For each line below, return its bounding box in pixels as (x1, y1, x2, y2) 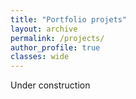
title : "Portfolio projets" (10, 14, 128, 25)
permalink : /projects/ (10, 33, 105, 43)
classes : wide (10, 52, 70, 62)
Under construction (10, 79, 91, 91)
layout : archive (10, 24, 78, 34)
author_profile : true (10, 42, 101, 53)
